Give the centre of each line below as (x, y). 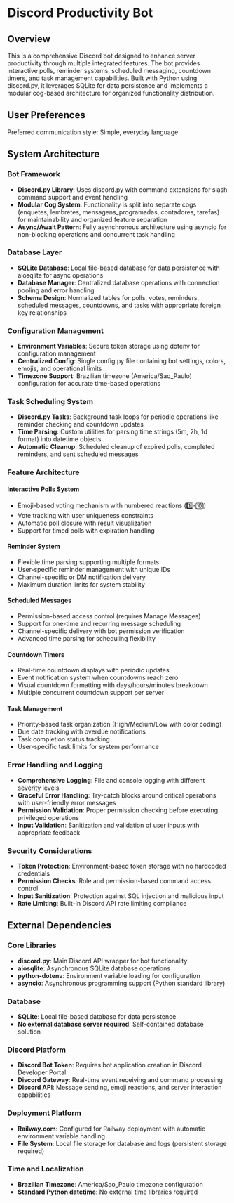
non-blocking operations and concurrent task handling (96, 234)
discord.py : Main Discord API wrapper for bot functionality (102, 961)
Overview (29, 39)
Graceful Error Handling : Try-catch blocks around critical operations (117, 795)
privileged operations (48, 817)
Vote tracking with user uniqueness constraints (85, 515)
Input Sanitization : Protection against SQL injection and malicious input (121, 896)
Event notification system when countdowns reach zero (98, 678)
